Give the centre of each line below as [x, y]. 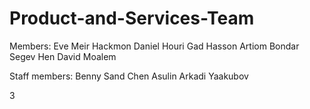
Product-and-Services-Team [132, 18]
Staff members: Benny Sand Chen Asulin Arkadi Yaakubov [129, 76]
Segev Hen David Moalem [63, 56]
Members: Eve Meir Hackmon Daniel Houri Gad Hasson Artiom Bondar [154, 46]
